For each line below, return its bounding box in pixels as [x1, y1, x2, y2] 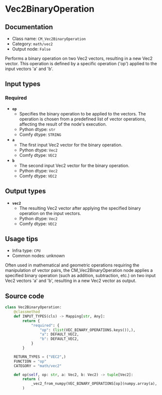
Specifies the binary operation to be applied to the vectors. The [19, 111, 146, 116]
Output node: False [12, 46, 51, 52]
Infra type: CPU [12, 247, 41, 254]
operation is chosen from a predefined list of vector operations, [19, 116, 146, 122]
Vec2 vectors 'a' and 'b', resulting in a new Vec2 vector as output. [5, 278, 137, 283]
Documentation [5, 23, 53, 31]
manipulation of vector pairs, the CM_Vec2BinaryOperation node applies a [5, 267, 153, 273]
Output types [5, 187, 46, 195]
